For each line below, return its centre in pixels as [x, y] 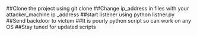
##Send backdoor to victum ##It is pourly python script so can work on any [99, 21]
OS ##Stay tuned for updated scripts [51, 27]
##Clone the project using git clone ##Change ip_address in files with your [98, 8]
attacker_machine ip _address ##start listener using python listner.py [90, 15]
